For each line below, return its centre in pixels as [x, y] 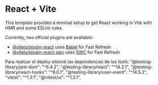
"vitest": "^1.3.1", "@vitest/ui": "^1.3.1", [43, 77]
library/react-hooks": [26, 72]
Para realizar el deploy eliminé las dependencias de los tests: [67, 61]
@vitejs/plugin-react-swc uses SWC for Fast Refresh [66, 52]
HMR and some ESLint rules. [34, 28]
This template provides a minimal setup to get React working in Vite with [79, 23]
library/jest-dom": [23, 67]
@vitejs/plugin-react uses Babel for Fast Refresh [62, 47]
